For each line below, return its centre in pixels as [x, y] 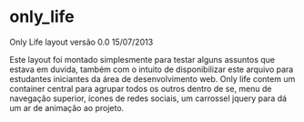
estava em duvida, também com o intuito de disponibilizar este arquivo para [152, 69]
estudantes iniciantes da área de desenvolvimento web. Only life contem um [152, 78]
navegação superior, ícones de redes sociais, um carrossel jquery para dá [148, 98]
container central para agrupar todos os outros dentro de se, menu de [141, 88]
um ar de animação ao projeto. [67, 107]
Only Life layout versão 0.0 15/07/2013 [81, 42]
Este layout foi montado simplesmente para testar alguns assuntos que [142, 59]
